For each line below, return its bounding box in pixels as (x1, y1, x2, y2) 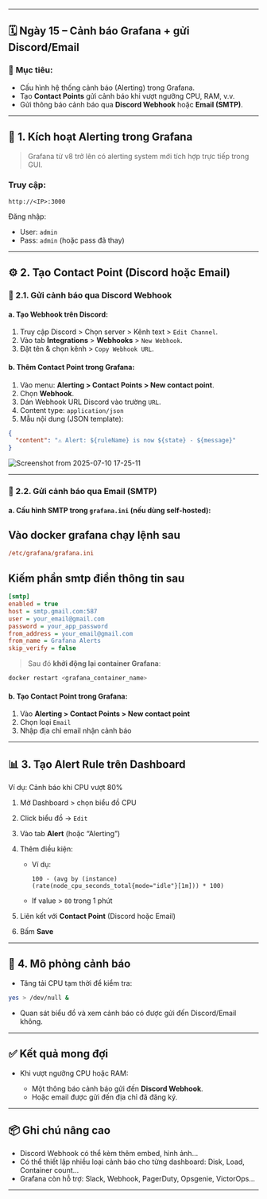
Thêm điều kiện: (19, 844, 73, 854)
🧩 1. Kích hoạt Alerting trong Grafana (8, 130, 193, 144)
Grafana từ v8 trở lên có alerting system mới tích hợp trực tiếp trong (27, 151, 250, 161)
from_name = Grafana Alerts (8, 637, 102, 645)
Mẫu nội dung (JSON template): (19, 414, 124, 423)
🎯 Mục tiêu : (8, 64, 53, 76)
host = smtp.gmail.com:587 (8, 607, 98, 615)
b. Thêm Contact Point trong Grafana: (8, 362, 135, 372)
